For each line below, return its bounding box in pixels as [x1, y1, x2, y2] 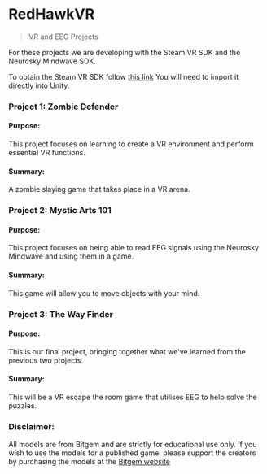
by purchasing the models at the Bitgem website [8, 457, 171, 467]
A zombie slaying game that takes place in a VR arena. [8, 185, 190, 194]
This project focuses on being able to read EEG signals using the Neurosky [8, 243, 259, 253]
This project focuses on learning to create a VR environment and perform [8, 139, 254, 149]
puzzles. [8, 400, 37, 411]
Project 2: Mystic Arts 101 [8, 205, 112, 216]
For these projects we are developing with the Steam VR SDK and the [8, 47, 241, 57]
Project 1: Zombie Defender [8, 101, 119, 112]
